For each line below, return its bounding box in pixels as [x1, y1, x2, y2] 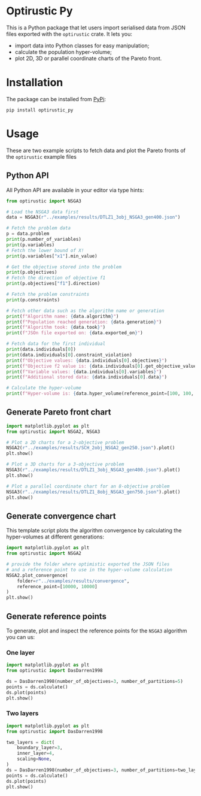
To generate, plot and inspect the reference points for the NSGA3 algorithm [6, 627, 187, 634]
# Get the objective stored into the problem [6, 264, 121, 270]
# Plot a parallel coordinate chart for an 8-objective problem [6, 483, 170, 489]
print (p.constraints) [6, 296, 60, 303]
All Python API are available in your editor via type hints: [6, 186, 144, 193]
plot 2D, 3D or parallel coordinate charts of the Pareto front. [14, 55, 162, 62]
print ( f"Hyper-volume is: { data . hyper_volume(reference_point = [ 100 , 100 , [6, 391, 194, 397]
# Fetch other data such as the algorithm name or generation [6, 307, 165, 314]
